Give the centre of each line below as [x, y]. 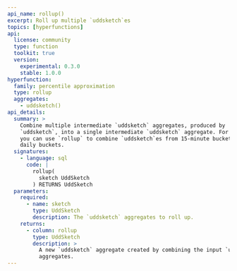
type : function [36, 47]
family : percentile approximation [64, 86]
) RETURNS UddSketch [63, 184]
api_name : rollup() [36, 14]
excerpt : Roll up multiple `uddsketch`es [69, 20]
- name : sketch [48, 204]
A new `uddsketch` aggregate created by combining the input [130, 250]
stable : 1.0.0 [41, 73]
